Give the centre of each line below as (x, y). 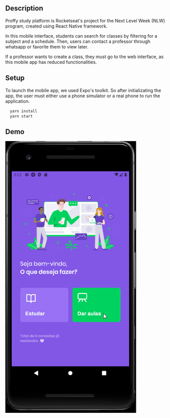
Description (24, 8)
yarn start (21, 116)
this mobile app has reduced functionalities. (51, 62)
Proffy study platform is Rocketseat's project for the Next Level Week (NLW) (85, 20)
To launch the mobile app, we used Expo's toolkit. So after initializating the (83, 90)
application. (18, 101)
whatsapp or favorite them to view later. (47, 47)
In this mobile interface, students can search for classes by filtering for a (81, 36)
